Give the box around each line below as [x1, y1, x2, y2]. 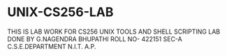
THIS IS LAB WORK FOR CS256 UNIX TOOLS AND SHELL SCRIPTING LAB [7, 27, 221, 36]
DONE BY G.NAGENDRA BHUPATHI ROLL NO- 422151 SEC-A [7, 34, 183, 43]
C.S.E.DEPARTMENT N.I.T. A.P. [7, 42, 96, 50]
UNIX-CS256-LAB [7, 4, 114, 20]
